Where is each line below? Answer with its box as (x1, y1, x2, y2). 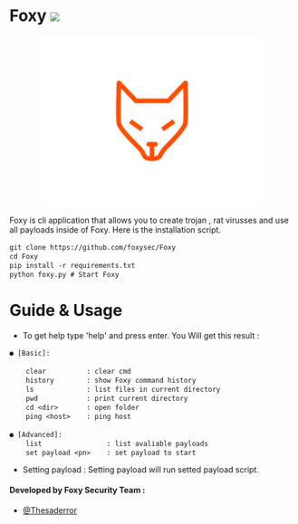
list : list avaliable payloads (25, 439, 208, 448)
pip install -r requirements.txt (9, 261, 136, 270)
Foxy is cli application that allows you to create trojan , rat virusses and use (9, 214, 290, 225)
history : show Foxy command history (25, 376, 197, 385)
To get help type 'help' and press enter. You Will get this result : (22, 329, 260, 340)
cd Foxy (9, 252, 39, 261)
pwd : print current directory (25, 394, 188, 403)
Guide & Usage (9, 300, 123, 321)
